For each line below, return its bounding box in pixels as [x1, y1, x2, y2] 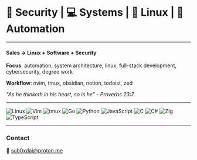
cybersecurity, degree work [6, 68, 73, 75]
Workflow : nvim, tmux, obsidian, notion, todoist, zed [6, 79, 133, 86]
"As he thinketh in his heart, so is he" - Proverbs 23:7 [6, 91, 134, 98]
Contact [6, 134, 30, 142]
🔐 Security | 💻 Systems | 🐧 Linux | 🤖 [6, 6, 184, 19]
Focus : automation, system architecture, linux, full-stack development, [6, 62, 177, 69]
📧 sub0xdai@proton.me [6, 147, 63, 154]
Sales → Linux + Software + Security [6, 49, 97, 56]
